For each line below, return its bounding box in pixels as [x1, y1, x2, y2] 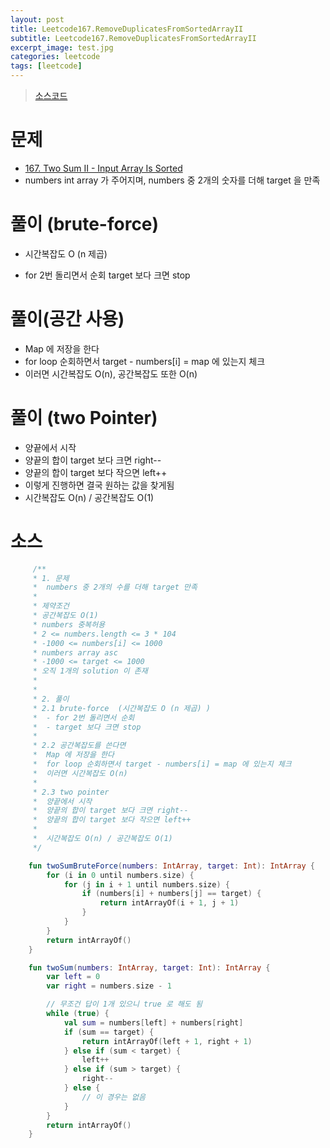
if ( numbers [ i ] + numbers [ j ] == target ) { [81, 889, 262, 899]
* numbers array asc [32, 647, 118, 658]
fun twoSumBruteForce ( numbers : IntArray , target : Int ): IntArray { [28, 861, 316, 871]
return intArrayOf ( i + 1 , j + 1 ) [99, 898, 240, 908]
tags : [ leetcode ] [10, 61, 83, 71]
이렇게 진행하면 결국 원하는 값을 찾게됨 [24, 479, 175, 491]
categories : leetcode [10, 52, 101, 62]
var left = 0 [46, 972, 101, 982]
